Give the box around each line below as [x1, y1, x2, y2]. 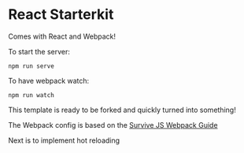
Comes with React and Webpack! [8, 32, 116, 41]
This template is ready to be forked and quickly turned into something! [8, 105, 236, 114]
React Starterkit [8, 6, 114, 24]
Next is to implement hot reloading [8, 136, 120, 145]
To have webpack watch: [8, 76, 90, 85]
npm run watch [8, 91, 55, 99]
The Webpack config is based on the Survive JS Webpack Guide [8, 120, 218, 129]
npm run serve [8, 62, 55, 70]
